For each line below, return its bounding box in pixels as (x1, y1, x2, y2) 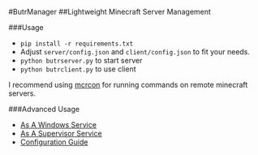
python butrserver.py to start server (19, 56, 143, 65)
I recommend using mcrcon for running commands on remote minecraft (8, 80, 248, 89)
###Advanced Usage (8, 105, 80, 114)
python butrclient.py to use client (19, 64, 136, 74)
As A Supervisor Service (19, 129, 103, 138)
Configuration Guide (19, 137, 88, 147)
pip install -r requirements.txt (19, 40, 134, 48)
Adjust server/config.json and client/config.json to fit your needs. (19, 47, 250, 56)
